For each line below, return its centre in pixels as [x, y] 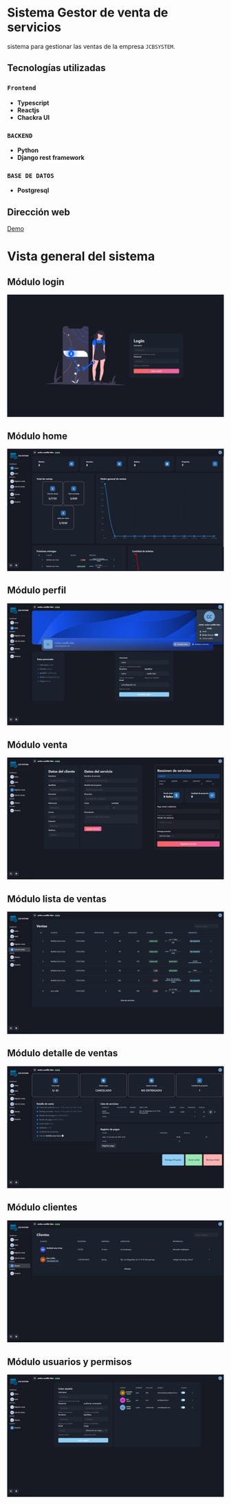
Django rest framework [51, 157]
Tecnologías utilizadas [56, 68]
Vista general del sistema [81, 257]
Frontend [22, 88]
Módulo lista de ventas [57, 899]
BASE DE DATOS [31, 176]
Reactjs [28, 110]
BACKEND [20, 135]
